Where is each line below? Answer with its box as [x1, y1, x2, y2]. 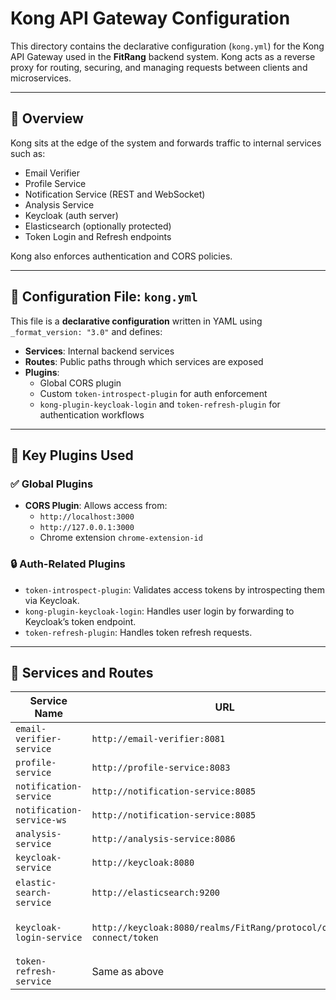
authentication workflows [39, 408, 145, 421]
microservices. [10, 72, 72, 84]
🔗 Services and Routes [10, 664, 154, 681]
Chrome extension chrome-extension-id [39, 532, 203, 544]
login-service [15, 932, 83, 944]
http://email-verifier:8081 [91, 733, 226, 745]
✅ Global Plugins [10, 477, 94, 491]
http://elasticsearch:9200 [91, 887, 221, 899]
